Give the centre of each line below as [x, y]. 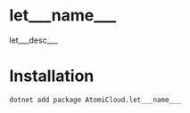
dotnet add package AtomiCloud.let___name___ [95, 100]
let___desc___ [33, 40]
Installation [52, 76]
